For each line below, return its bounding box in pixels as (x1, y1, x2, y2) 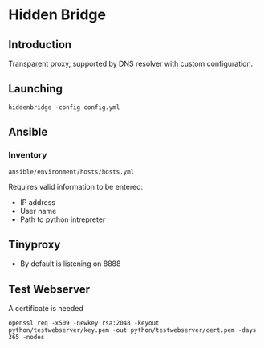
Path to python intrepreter (19, 215, 106, 224)
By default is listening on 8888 (19, 259, 121, 268)
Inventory (8, 149, 47, 161)
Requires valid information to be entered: (8, 182, 143, 191)
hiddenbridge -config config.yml (8, 103, 120, 112)
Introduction (8, 38, 72, 51)
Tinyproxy (8, 237, 61, 251)
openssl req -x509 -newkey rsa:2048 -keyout (8, 319, 160, 327)
